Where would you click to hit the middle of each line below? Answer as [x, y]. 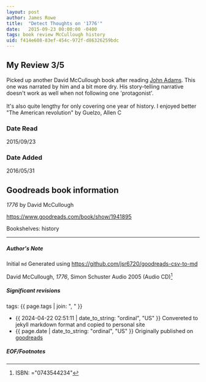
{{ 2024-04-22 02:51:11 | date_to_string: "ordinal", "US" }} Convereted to [106, 318]
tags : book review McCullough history [56, 35]
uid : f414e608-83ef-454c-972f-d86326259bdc [63, 40]
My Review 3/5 [36, 65]
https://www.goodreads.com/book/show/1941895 [69, 217]
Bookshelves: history [33, 229]
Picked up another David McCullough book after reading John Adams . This [101, 80]
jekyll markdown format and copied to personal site [80, 324]
